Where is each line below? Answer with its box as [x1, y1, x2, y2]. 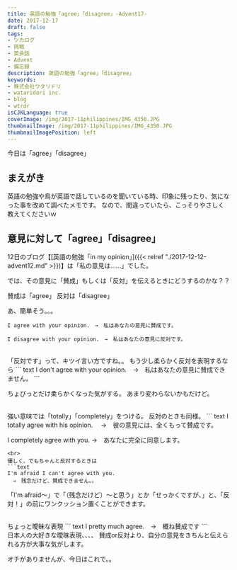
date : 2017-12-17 [7, 17, 59, 24]
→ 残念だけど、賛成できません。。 [12, 477, 98, 484]
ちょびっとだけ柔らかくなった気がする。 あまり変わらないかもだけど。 [7, 389, 214, 397]
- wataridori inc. [7, 89, 62, 96]
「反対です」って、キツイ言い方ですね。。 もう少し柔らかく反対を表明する [7, 357, 223, 365]
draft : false [7, 23, 46, 30]
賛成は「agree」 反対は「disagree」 [7, 292, 113, 300]
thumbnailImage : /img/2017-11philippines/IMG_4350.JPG [7, 122, 173, 130]
